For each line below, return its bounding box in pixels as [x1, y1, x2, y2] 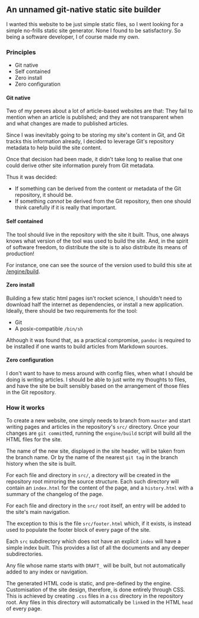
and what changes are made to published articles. [6, 120, 129, 127]
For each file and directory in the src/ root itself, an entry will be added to [6, 502, 186, 509]
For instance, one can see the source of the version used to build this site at [6, 261, 192, 268]
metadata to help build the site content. [6, 144, 102, 151]
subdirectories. [6, 550, 43, 558]
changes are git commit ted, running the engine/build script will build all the [6, 429, 191, 437]
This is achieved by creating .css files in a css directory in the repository [6, 592, 184, 600]
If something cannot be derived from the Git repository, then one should [14, 197, 191, 205]
